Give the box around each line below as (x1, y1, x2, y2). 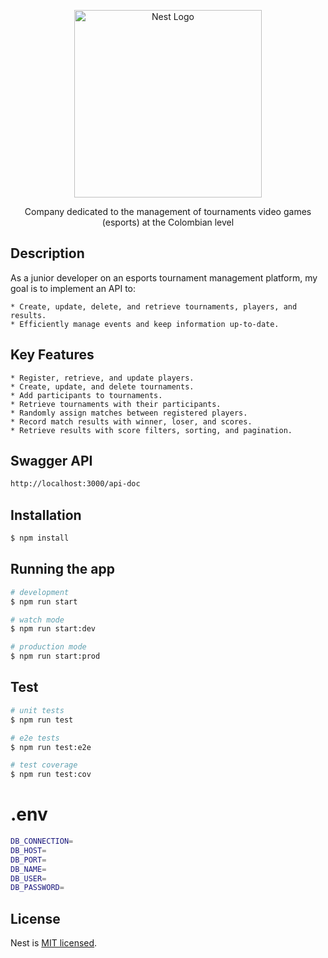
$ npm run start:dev (10, 624, 97, 634)
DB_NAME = (10, 864, 47, 874)
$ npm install (10, 533, 70, 544)
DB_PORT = (10, 855, 47, 865)
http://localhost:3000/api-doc (10, 479, 141, 489)
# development (10, 587, 70, 597)
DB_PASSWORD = (10, 883, 65, 893)
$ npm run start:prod (10, 651, 101, 662)
